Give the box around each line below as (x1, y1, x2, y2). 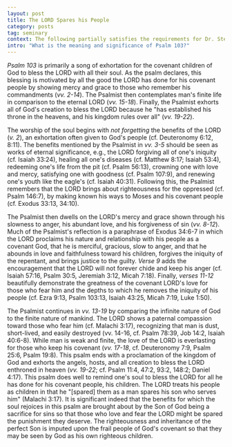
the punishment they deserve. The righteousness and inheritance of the (7, 417, 212, 425)
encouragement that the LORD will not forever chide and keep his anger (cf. (7, 264, 222, 272)
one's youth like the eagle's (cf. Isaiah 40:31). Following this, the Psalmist (7, 178, 215, 185)
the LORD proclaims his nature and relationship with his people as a (7, 235, 199, 242)
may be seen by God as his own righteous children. (7, 432, 153, 439)
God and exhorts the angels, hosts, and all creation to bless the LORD (7, 359, 205, 366)
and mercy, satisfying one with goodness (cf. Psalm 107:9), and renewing (7, 170, 215, 178)
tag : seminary (7, 29, 48, 37)
